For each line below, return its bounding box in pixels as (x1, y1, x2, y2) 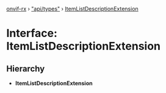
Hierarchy (6, 63, 45, 74)
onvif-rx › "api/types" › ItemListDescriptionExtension (6, 5, 139, 12)
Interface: (6, 27, 58, 40)
